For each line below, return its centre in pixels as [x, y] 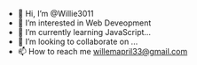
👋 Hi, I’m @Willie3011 [55, 14]
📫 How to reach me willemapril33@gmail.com [102, 51]
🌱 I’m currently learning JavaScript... [84, 32]
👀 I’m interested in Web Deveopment [84, 23]
